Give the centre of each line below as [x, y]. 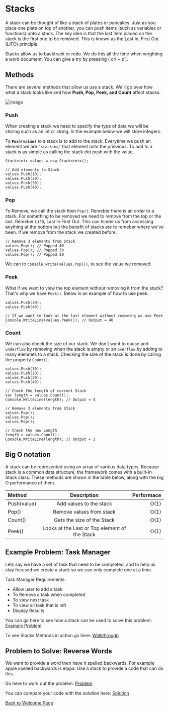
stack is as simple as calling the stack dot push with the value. [70, 152]
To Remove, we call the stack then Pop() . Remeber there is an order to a [80, 211]
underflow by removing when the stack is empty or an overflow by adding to [84, 349]
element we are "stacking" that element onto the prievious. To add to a [79, 147]
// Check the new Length [31, 430]
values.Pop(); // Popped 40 [35, 246]
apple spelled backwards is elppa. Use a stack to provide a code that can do [84, 668]
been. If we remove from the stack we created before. [61, 232]
